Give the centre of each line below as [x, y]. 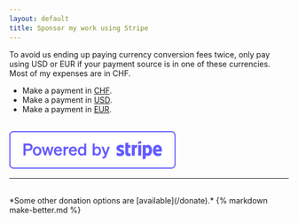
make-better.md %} [45, 210]
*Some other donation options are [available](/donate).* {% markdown [139, 200]
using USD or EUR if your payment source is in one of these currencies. [140, 64]
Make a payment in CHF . [67, 90]
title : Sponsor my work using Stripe [79, 28]
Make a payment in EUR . [67, 109]
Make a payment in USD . [67, 100]
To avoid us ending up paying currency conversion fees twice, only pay [140, 54]
